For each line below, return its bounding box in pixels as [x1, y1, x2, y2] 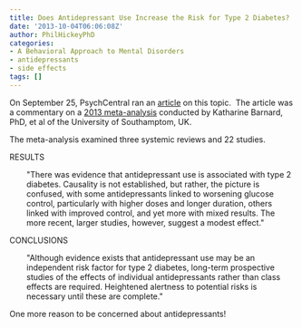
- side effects [9, 64, 67, 73]
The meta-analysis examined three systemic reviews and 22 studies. [9, 133, 266, 145]
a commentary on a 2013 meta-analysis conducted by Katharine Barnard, [9, 106, 283, 118]
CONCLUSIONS [9, 235, 69, 246]
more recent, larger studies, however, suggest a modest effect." [26, 217, 265, 227]
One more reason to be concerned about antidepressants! [9, 308, 227, 319]
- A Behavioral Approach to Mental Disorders [9, 47, 184, 56]
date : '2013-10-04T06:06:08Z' [9, 22, 124, 31]
